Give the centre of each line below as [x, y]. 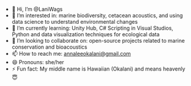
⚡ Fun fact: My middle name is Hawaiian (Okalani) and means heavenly [98, 69]
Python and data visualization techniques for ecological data [86, 34]
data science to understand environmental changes [75, 22]
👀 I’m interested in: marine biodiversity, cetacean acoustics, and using [97, 15]
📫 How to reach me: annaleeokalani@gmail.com [71, 54]
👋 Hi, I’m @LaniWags [37, 9]
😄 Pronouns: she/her [38, 62]
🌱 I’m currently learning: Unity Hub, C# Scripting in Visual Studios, [93, 28]
